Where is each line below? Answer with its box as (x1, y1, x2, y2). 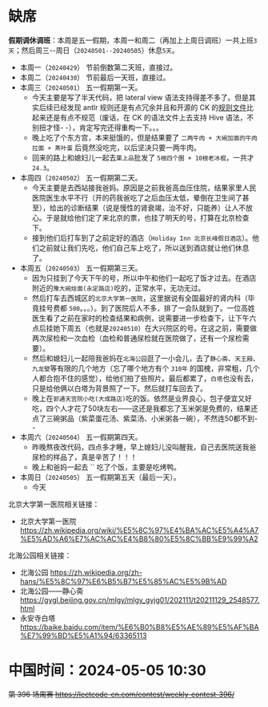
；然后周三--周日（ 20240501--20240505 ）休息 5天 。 (14, 45, 179, 55)
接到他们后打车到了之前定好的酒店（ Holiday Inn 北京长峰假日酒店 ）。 (31, 233, 253, 242)
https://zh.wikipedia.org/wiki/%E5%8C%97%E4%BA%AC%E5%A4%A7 (19, 525, 259, 534)
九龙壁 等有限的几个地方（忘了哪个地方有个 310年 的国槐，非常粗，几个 (31, 363, 260, 373)
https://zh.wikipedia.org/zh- (50, 567, 142, 577)
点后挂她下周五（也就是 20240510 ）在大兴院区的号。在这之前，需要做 (31, 323, 258, 333)
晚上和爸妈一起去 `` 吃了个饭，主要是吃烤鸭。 (31, 462, 182, 472)
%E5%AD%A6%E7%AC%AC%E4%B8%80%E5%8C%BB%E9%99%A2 (19, 534, 258, 543)
